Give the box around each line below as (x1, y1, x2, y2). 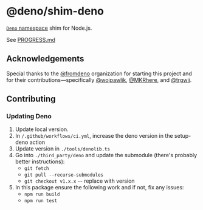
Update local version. (15, 126, 69, 133)
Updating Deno (6, 112, 52, 121)
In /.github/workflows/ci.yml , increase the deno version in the (15, 132, 173, 140)
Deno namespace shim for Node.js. (6, 24, 92, 32)
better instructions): (15, 158, 65, 165)
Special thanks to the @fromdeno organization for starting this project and (6, 70, 193, 77)
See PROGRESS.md (6, 36, 56, 43)
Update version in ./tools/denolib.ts (15, 145, 111, 152)
